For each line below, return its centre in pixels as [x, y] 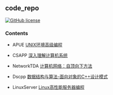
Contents [17, 33]
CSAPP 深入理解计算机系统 [40, 55]
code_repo [22, 8]
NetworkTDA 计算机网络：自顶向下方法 [52, 66]
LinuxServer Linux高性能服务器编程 [48, 87]
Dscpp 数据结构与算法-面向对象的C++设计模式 [60, 76]
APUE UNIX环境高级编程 [37, 45]
